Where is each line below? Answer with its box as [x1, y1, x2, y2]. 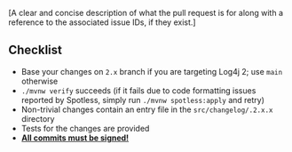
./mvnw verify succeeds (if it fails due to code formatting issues [20, 84, 256, 96]
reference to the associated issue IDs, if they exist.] [8, 17, 196, 28]
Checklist [8, 43, 63, 58]
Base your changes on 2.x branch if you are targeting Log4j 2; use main [20, 66, 283, 76]
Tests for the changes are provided [20, 123, 150, 133]
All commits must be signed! [20, 132, 130, 143]
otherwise [20, 76, 59, 86]
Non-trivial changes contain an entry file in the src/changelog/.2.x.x [20, 104, 273, 115]
